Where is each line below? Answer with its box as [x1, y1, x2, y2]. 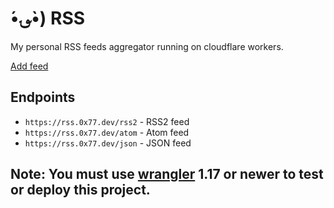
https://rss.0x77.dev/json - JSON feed [24, 137, 192, 149]
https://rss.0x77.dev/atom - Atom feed [24, 126, 190, 138]
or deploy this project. [10, 182, 151, 199]
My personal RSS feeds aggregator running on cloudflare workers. [10, 40, 284, 52]
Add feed [10, 60, 49, 72]
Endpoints [10, 89, 76, 106]
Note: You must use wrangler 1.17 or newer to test [10, 166, 324, 183]
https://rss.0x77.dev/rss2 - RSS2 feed [24, 115, 190, 127]
